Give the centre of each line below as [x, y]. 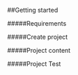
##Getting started [33, 10]
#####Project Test [34, 64]
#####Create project [38, 37]
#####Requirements [37, 23]
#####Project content [39, 50]
